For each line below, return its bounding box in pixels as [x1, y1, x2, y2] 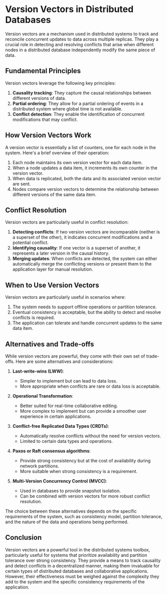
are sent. [12, 181, 31, 187]
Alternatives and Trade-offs [5, 340, 94, 348]
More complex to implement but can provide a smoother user [20, 408, 147, 414]
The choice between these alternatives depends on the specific [5, 508, 137, 514]
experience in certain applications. [20, 413, 92, 419]
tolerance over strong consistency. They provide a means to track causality [5, 557, 161, 563]
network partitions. [20, 463, 59, 469]
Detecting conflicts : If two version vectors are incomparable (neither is [12, 229, 160, 235]
